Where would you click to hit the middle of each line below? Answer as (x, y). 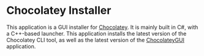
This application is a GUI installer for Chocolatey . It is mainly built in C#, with (102, 27)
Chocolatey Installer (59, 11)
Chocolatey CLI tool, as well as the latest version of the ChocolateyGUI (96, 40)
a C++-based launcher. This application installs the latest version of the (96, 33)
